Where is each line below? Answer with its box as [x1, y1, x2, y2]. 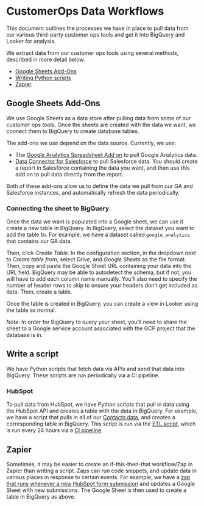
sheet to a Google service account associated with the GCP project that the [6, 325, 195, 332]
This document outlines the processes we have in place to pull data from [6, 24, 189, 32]
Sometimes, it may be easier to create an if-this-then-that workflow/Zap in [6, 460, 193, 468]
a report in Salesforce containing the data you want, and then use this [15, 164, 190, 172]
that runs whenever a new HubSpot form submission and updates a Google [6, 480, 195, 487]
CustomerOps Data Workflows [6, 4, 164, 18]
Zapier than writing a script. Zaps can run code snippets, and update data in [6, 467, 197, 474]
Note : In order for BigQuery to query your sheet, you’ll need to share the [6, 319, 188, 326]
